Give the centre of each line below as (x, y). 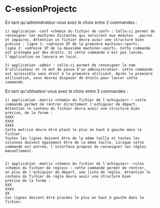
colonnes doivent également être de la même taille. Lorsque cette (75, 142)
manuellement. (19, 151)
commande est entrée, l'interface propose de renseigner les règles (76, 146)
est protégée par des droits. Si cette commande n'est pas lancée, (75, 52)
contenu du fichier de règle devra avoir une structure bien (68, 176)
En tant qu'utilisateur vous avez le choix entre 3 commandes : (66, 91)
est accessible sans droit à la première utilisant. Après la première (79, 74)
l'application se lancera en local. (42, 57)
